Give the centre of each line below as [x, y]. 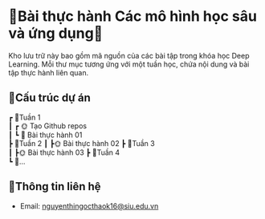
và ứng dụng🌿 [56, 33]
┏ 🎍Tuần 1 [24, 117]
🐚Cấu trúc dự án [49, 98]
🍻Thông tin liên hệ [55, 187]
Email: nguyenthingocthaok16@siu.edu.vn [89, 206]
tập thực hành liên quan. [49, 72]
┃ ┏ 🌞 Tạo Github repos [47, 126]
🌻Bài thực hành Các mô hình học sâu [132, 16]
